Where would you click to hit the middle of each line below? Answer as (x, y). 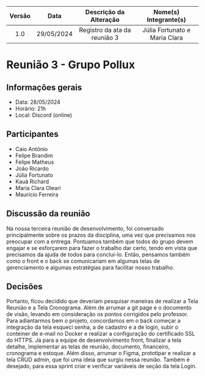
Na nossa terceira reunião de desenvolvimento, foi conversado (85, 228)
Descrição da (105, 12)
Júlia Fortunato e (167, 30)
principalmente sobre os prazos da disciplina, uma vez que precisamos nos (101, 235)
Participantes (33, 134)
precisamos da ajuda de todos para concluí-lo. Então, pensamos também (98, 254)
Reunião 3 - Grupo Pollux (71, 65)
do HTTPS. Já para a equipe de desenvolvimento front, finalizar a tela (94, 340)
